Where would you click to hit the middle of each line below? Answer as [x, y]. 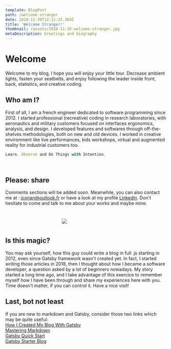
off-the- [152, 129]
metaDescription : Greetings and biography [51, 34]
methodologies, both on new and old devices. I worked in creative [92, 134]
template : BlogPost [26, 10]
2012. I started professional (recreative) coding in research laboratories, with [86, 118]
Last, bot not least [34, 302]
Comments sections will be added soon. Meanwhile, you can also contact [83, 193]
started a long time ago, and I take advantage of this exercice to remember [84, 274]
